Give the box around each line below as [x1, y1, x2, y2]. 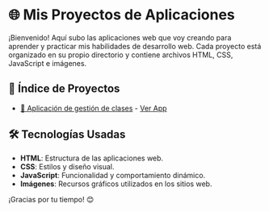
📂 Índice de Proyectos [8, 82, 120, 96]
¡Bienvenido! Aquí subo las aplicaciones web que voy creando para [8, 32, 232, 42]
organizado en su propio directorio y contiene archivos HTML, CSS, [8, 50, 233, 60]
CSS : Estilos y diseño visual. [19, 161, 115, 171]
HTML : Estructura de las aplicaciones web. [19, 153, 164, 163]
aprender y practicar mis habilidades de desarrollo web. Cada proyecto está [8, 41, 262, 51]
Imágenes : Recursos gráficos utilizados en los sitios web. [19, 179, 212, 189]
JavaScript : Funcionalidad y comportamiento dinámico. [19, 170, 206, 180]
